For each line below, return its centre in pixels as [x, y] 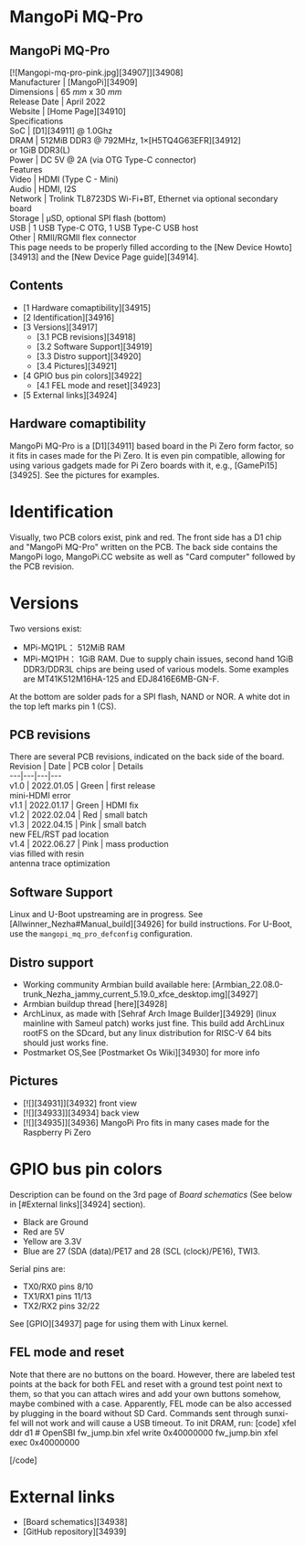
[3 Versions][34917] [60, 327]
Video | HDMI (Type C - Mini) [64, 179]
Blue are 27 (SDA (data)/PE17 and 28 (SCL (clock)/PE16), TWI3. [141, 1251]
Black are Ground [55, 1222]
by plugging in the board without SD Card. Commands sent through [136, 1413]
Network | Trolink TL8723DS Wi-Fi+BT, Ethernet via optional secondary [144, 199]
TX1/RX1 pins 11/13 [57, 1296]
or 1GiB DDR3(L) [40, 150]
